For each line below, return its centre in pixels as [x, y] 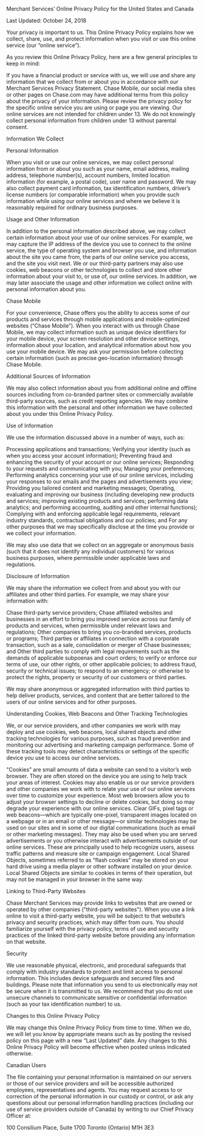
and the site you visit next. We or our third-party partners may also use [95, 263]
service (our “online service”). [44, 45]
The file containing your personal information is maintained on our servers [99, 1077]
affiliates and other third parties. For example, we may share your [88, 594]
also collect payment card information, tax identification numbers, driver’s [99, 188]
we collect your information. [41, 533]
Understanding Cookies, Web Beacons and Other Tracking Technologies [97, 714]
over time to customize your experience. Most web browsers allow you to [98, 795]
